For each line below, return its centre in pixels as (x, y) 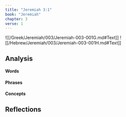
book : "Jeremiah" (23, 14)
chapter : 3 (16, 19)
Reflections (23, 109)
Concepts (15, 94)
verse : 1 (14, 24)
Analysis (19, 58)
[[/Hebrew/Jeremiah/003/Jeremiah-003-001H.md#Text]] (63, 43)
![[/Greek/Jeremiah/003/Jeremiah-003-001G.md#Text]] (62, 38)
